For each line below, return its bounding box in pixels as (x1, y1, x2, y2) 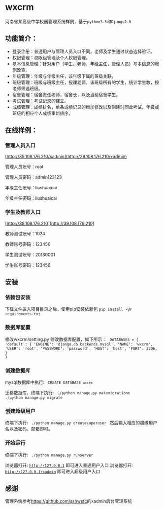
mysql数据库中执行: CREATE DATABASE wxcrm (5, 380, 93, 385)
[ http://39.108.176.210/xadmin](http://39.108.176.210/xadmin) (5, 154, 127, 160)
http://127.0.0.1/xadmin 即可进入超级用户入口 (5, 468, 100, 474)
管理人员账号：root (5, 164, 44, 170)
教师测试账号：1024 (5, 230, 45, 236)
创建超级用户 (5, 407, 36, 414)
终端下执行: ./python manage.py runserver (5, 452, 94, 458)
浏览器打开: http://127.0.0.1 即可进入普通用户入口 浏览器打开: (5, 462, 133, 468)
